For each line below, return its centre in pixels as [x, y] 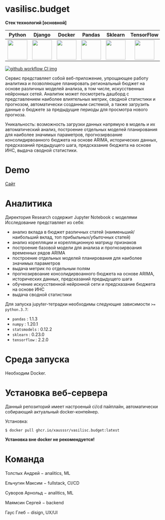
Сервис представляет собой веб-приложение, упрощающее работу [77, 78]
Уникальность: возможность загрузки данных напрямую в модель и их [80, 124]
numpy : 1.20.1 [25, 324]
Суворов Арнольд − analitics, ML [39, 493]
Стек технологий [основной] [36, 23]
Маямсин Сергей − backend [34, 502]
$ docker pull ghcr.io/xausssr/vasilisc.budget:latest [62, 430]
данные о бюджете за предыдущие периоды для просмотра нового [77, 109]
